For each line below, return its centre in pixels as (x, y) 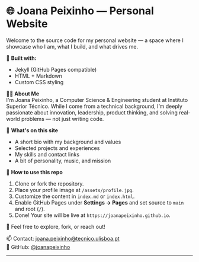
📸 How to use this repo (35, 172)
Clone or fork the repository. (49, 183)
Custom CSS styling (39, 82)
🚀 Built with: (21, 58)
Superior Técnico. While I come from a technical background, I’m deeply (94, 106)
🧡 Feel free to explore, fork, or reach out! (56, 226)
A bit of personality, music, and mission (63, 161)
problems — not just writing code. (62, 119)
